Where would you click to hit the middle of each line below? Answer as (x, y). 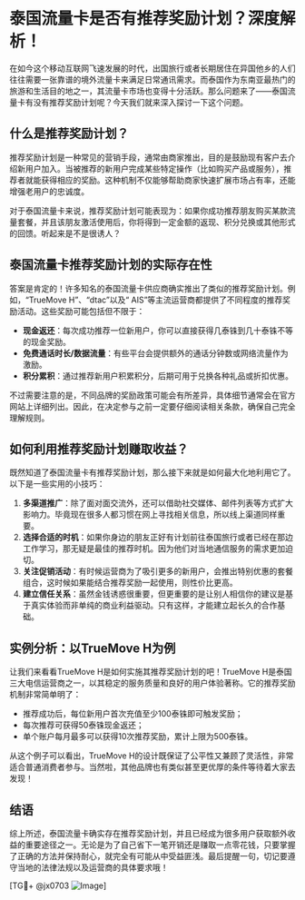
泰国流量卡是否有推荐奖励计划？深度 (145, 19)
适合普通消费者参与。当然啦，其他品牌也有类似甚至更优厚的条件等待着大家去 (152, 767)
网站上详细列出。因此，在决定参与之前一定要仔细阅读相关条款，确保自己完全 (152, 406)
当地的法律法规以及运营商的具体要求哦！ (93, 867)
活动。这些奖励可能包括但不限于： (81, 311)
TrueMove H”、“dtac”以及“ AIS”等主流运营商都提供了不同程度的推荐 (156, 300)
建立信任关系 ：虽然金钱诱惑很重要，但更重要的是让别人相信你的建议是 (154, 594)
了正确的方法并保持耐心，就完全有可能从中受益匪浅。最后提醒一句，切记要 (148, 856)
